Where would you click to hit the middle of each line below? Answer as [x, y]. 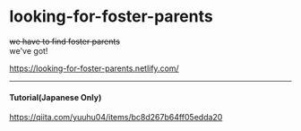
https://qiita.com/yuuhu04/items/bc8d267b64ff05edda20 [116, 118]
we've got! [29, 50]
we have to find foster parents [65, 41]
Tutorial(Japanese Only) [56, 97]
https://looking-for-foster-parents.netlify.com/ [94, 68]
